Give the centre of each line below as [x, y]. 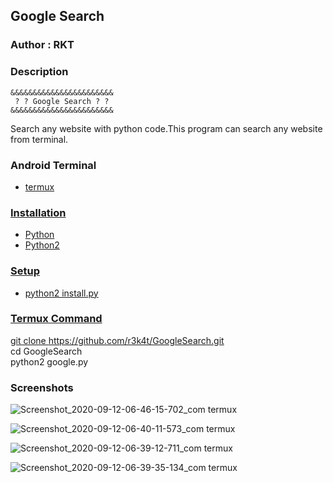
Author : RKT [42, 45]
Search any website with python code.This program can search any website [166, 128]
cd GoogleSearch [46, 351]
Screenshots [42, 387]
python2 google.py [49, 361]
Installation [38, 212]
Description [39, 72]
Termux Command [56, 319]
